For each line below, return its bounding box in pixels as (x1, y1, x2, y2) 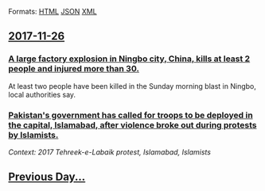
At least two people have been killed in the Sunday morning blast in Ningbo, (8, 81, 256, 90)
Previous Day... (8, 170, 86, 184)
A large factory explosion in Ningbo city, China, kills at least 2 (8, 53, 251, 64)
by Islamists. (8, 129, 59, 140)
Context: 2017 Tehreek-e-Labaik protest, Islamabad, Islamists (8, 147, 211, 157)
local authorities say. (8, 90, 76, 99)
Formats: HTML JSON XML (8, 7, 97, 16)
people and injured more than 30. (8, 63, 139, 74)
